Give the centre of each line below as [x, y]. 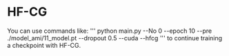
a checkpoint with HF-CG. [44, 45]
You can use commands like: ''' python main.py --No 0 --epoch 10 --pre [110, 31]
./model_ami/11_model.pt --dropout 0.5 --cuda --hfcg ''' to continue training [115, 38]
